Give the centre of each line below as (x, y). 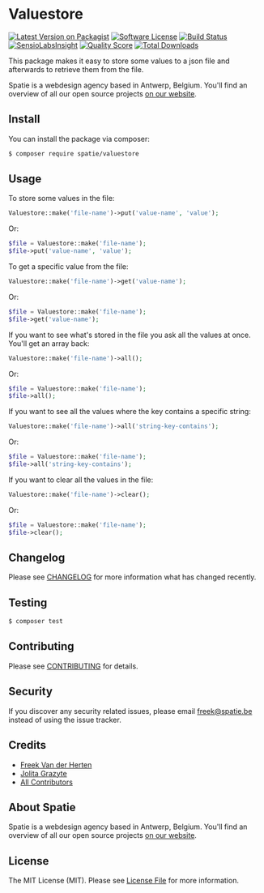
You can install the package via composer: (79, 139)
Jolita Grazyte (43, 773)
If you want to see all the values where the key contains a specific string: (130, 412)
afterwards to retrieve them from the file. (76, 69)
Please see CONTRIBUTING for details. (74, 666)
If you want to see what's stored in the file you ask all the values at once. (130, 335)
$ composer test (36, 622)
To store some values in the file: (62, 199)
